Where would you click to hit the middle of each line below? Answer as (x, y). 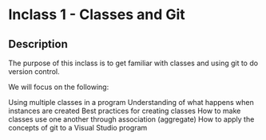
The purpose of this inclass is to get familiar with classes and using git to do (133, 63)
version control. (34, 72)
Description (38, 44)
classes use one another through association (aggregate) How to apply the (131, 119)
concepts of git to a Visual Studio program (78, 128)
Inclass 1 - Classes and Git (97, 15)
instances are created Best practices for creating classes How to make (125, 111)
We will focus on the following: (59, 87)
